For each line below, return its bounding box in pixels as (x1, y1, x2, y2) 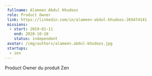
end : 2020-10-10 (14, 31, 49, 36)
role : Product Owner (7, 12, 51, 17)
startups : (7, 46, 28, 51)
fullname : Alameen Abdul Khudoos (7, 7, 79, 13)
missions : (7, 22, 28, 27)
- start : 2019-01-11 (9, 27, 53, 32)
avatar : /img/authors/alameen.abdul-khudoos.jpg (7, 41, 113, 46)
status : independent (14, 36, 58, 42)
